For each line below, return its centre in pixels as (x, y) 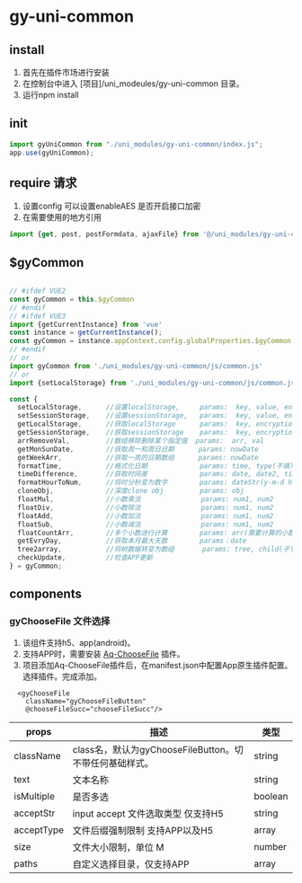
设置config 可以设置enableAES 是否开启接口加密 (111, 206)
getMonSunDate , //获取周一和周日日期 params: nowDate (138, 449)
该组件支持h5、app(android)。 (79, 642)
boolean (271, 796)
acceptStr (35, 813)
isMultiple (35, 796)
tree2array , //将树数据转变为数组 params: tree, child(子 (154, 550)
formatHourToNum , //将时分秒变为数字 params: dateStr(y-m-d (151, 482)
